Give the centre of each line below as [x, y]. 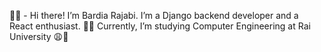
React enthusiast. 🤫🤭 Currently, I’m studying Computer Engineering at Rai [160, 26]
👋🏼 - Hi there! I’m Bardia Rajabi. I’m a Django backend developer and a [154, 15]
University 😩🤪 [39, 36]
